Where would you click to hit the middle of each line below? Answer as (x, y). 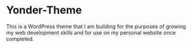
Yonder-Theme (44, 10)
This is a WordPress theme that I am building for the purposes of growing (96, 26)
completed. (20, 39)
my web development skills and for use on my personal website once (91, 32)
